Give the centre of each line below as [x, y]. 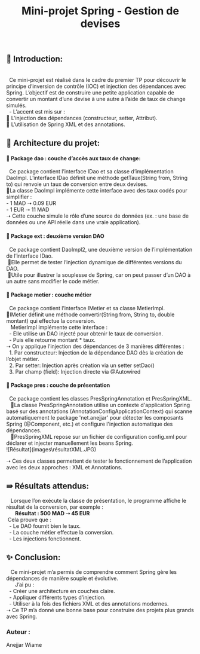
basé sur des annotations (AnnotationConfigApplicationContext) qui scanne [99, 411]
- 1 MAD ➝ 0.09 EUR [31, 203]
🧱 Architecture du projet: [53, 143]
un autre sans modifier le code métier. [53, 281]
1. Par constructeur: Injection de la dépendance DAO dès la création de [96, 352]
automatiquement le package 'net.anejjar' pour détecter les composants [95, 417]
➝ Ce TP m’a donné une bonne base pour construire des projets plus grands [100, 610]
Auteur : [19, 632]
